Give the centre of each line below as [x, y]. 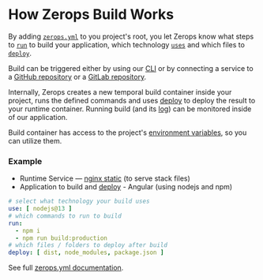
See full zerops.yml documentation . [66, 268]
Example [25, 161]
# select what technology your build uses [79, 202]
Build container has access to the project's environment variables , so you [128, 133]
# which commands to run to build [65, 216]
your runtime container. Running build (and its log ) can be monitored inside [130, 109]
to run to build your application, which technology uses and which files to [126, 44]
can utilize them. [35, 140]
